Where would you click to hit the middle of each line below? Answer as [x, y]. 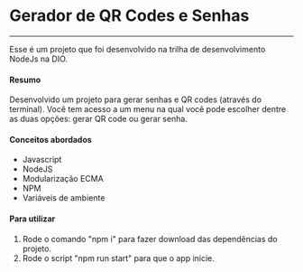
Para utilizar [32, 219]
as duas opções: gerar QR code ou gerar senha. [98, 119]
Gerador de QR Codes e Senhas [129, 16]
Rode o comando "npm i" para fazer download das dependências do [150, 239]
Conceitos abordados [50, 139]
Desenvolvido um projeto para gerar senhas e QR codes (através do [136, 99]
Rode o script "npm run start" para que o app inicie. [118, 258]
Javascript [42, 160]
